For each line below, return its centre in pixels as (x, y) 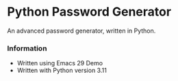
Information (27, 48)
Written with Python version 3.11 (62, 70)
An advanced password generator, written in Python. (81, 31)
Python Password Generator (89, 12)
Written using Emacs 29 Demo (60, 63)
